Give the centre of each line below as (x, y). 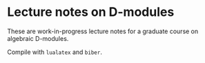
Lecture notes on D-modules (91, 12)
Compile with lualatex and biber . (55, 52)
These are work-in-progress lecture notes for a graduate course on (103, 31)
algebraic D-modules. (38, 38)
